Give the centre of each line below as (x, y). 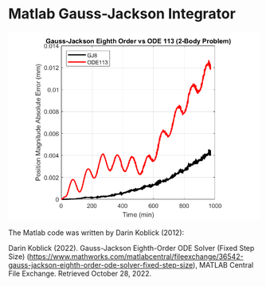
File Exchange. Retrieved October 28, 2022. (80, 273)
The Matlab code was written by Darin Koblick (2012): (96, 233)
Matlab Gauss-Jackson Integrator (122, 14)
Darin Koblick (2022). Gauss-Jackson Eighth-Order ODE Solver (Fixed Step (131, 248)
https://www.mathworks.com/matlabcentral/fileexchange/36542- (137, 257)
